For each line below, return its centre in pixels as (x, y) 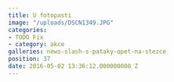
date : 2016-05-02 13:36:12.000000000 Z (73, 66)
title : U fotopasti (40, 15)
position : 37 (29, 59)
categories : (27, 30)
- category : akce (36, 45)
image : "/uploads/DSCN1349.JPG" (61, 23)
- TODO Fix (26, 37)
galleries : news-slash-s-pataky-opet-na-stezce (87, 52)
